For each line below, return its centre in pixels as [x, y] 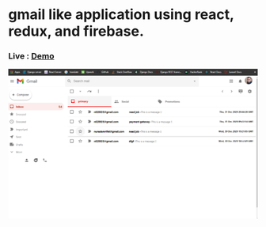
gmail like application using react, [121, 15]
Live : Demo [31, 56]
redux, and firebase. [76, 31]
